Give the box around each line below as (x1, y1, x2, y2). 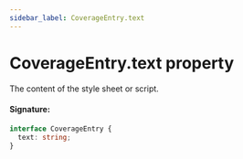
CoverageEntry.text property (9, 52, 235, 73)
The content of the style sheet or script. (9, 83, 160, 94)
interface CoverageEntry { (9, 124, 112, 133)
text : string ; (17, 132, 71, 142)
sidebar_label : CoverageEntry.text (9, 13, 145, 23)
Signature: (9, 104, 50, 115)
